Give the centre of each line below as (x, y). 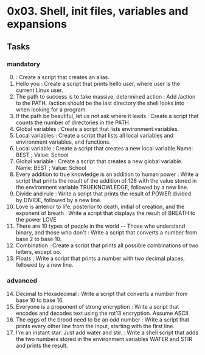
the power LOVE (36, 219)
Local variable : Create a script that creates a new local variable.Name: (104, 148)
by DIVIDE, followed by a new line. (59, 200)
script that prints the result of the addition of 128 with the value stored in (106, 180)
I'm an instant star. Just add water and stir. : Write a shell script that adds (107, 332)
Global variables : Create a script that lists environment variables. (97, 128)
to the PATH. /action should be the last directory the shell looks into (100, 103)
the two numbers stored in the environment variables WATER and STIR (104, 339)
